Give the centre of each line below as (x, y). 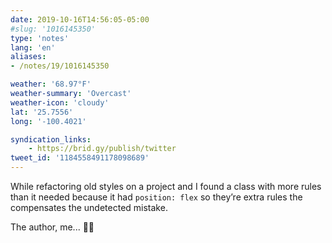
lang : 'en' (33, 47)
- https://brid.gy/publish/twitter (102, 149)
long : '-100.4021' (48, 121)
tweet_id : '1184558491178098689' (80, 158)
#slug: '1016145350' (53, 29)
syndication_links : (51, 139)
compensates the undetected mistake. (89, 207)
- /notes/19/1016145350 (60, 66)
